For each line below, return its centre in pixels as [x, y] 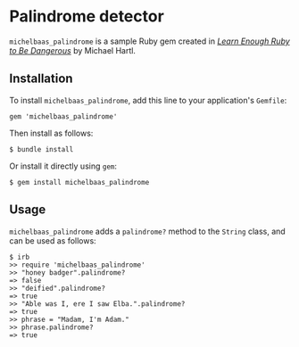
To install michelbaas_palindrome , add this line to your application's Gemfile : [148, 100]
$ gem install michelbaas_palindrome [79, 182]
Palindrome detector [87, 17]
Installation [41, 79]
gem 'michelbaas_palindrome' [63, 116]
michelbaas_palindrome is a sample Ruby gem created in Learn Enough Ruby [149, 41]
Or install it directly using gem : [63, 166]
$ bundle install [42, 149]
